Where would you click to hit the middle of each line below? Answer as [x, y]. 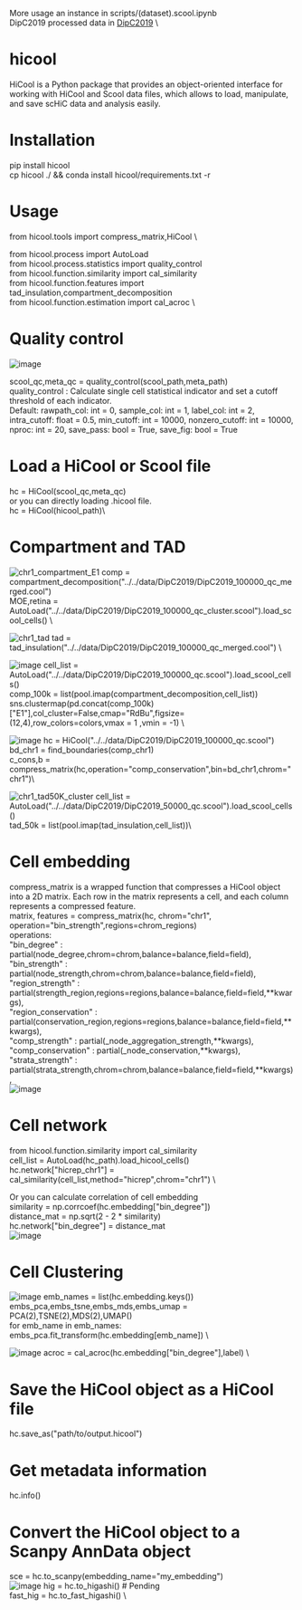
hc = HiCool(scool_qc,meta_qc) [68, 491]
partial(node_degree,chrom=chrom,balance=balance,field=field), [130, 954]
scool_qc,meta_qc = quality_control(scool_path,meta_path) [119, 381]
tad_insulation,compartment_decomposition [91, 292]
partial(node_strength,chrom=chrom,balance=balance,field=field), [132, 973]
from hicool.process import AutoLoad [79, 254]
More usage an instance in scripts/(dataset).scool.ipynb [113, 13]
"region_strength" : [45, 982]
